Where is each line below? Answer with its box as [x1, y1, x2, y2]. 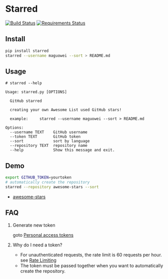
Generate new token [12, 222, 55, 228]
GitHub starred [10, 98, 42, 104]
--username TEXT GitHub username [10, 130, 88, 135]
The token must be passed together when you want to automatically [20, 262, 163, 268]
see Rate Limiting [20, 257, 57, 263]
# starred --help [5, 81, 42, 86]
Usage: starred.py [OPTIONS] [5, 90, 67, 95]
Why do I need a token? [12, 242, 63, 248]
